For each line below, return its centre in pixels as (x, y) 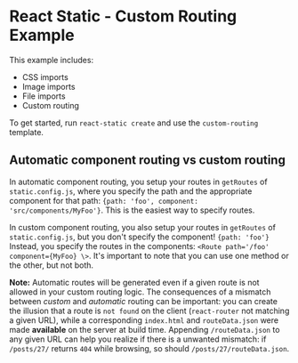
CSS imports (45, 77)
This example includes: (52, 60)
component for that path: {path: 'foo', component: (104, 200)
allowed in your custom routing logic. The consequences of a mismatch (140, 292)
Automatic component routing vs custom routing (148, 161)
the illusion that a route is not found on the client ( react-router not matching (149, 311)
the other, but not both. (52, 265)
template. (27, 132)
